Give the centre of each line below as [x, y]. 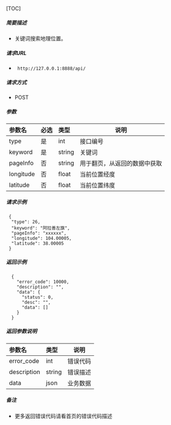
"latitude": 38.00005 [38, 243]
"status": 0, [37, 297]
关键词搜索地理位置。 [40, 38]
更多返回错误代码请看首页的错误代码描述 [63, 416]
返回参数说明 [21, 331]
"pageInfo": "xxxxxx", [39, 233]
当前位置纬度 [98, 185]
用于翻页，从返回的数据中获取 [121, 163]
